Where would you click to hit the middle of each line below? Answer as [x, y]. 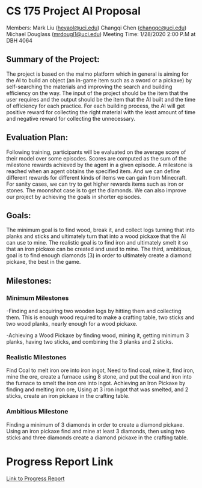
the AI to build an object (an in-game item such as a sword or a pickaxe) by [99, 80]
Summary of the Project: [53, 59]
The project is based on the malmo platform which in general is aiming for [97, 74]
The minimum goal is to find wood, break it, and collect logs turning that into [101, 230]
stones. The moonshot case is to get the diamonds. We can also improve [96, 190]
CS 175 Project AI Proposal [74, 11]
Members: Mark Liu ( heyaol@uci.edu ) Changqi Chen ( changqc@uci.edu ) [96, 28]
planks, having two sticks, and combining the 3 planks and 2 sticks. [90, 342]
